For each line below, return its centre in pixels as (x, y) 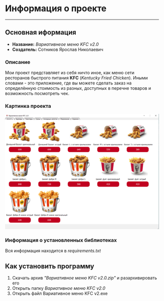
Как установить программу (50, 266)
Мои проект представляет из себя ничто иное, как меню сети (70, 73)
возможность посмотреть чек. (37, 94)
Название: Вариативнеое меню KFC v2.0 (55, 44)
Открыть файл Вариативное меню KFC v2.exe (60, 293)
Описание (18, 62)
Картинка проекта (28, 106)
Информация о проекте (56, 9)
